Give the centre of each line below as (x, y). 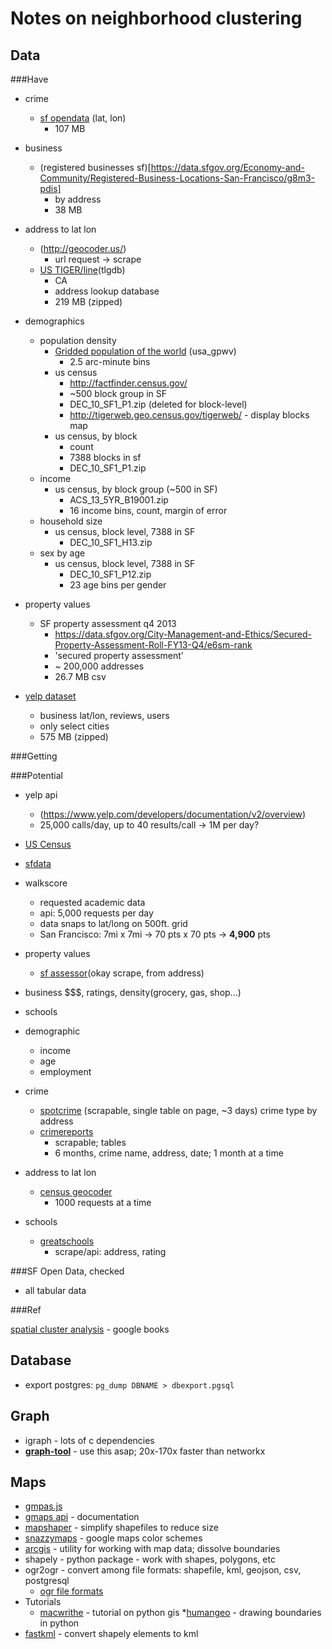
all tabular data (55, 1290)
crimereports (66, 1131)
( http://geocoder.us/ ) (83, 248)
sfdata (38, 863)
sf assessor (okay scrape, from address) (122, 973)
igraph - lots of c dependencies (89, 1440)
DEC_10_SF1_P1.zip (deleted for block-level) (158, 404)
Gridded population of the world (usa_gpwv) (145, 351)
